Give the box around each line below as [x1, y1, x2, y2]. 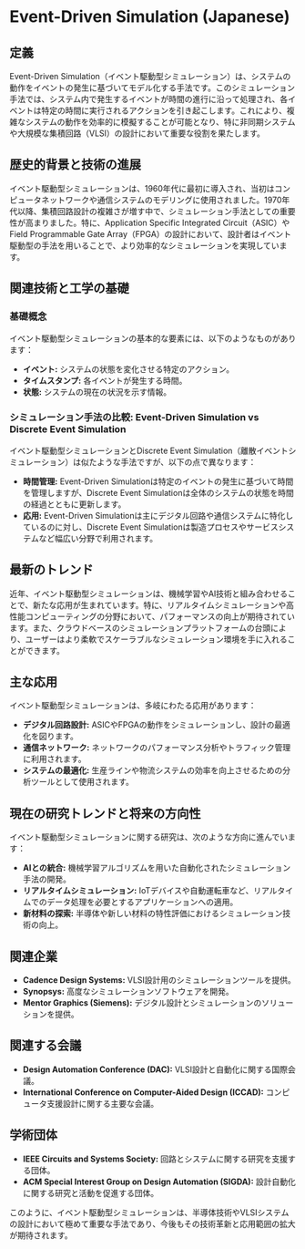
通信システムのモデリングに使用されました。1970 [97, 194, 282, 205]
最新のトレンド [9, 563, 94, 578]
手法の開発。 [22, 873, 71, 885]
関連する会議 [9, 1037, 82, 1054]
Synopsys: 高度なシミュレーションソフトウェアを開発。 [22, 986, 234, 997]
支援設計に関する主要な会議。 [46, 1098, 159, 1109]
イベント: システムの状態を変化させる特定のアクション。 [22, 363, 235, 375]
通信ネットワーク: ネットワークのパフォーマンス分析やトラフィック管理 [22, 742, 291, 753]
